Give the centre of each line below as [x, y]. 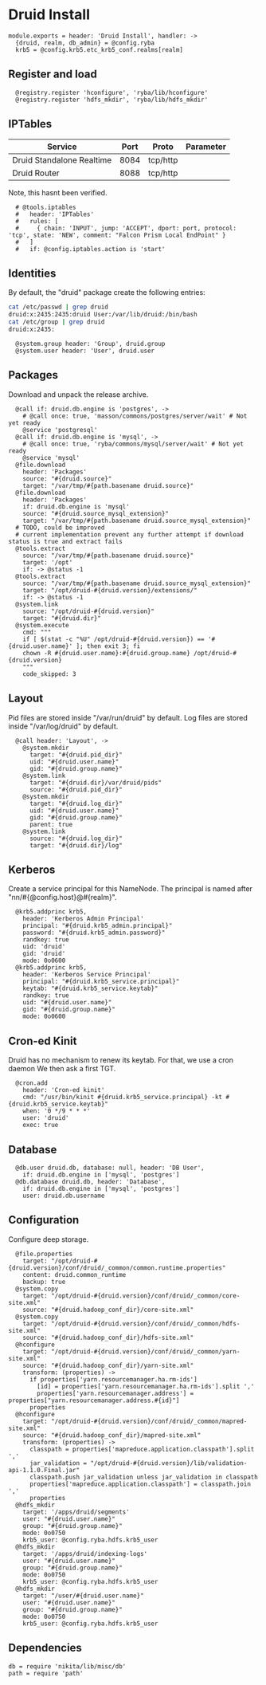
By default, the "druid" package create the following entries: [107, 293]
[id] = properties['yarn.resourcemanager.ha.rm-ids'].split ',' [146, 1386]
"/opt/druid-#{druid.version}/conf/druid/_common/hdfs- [145, 1324]
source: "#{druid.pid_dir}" [76, 789]
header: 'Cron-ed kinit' [64, 1090]
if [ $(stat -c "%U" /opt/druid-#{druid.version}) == [113, 639]
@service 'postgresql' [60, 430]
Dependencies [45, 1648]
